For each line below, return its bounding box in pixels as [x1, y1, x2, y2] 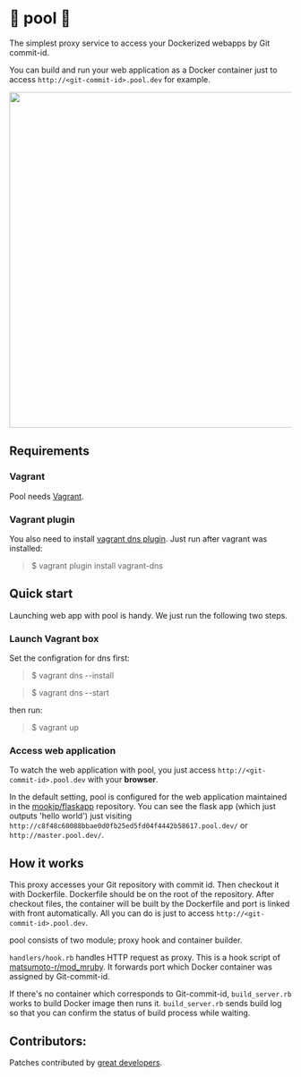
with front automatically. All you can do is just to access [9, 908, 215, 919]
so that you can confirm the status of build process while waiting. [9, 1007, 251, 1019]
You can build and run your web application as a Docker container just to [9, 64, 278, 75]
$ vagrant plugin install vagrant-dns [30, 560, 164, 571]
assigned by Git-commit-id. [9, 971, 110, 982]
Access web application [9, 744, 116, 756]
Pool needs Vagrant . [9, 491, 84, 501]
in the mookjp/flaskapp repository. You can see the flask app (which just [9, 801, 276, 812]
